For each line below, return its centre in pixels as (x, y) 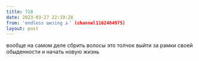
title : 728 (20, 12)
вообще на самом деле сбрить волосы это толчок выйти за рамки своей (99, 45)
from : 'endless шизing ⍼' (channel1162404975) (66, 23)
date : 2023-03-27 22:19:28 (40, 17)
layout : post (22, 28)
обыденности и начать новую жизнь (53, 52)
